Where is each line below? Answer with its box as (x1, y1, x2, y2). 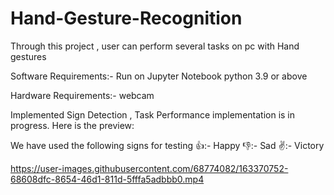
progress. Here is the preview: (10, 119, 135, 131)
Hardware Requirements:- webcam (10, 89, 155, 101)
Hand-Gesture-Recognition (10, 7, 243, 30)
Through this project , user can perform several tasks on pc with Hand (10, 40, 300, 52)
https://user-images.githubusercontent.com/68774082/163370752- (10, 162, 289, 174)
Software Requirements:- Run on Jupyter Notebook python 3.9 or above (10, 70, 308, 82)
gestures (10, 50, 47, 62)
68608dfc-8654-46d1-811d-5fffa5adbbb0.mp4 (10, 173, 205, 185)
